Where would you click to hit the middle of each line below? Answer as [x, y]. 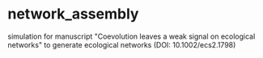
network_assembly [73, 14]
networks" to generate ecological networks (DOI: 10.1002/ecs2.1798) [122, 44]
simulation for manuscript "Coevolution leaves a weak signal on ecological [131, 36]
